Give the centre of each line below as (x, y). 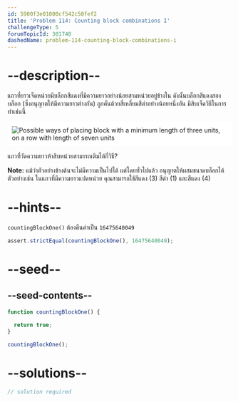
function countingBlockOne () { (54, 312)
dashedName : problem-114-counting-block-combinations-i (92, 41)
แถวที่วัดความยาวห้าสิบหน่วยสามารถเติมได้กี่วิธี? (63, 156)
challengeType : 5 (33, 27)
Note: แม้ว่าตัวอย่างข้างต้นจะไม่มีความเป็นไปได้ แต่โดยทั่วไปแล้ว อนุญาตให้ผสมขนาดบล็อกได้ (116, 170)
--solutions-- (47, 373)
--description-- (54, 76)
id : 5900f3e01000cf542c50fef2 (52, 14)
